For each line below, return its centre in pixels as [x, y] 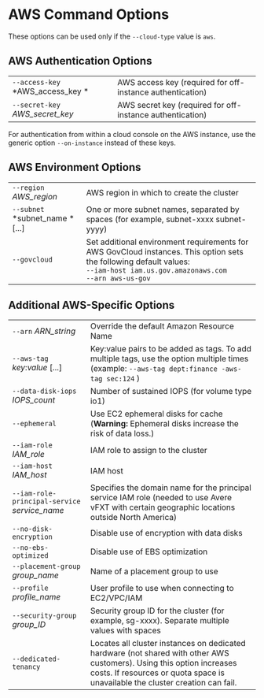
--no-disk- [32, 529]
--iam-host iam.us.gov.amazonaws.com [157, 270]
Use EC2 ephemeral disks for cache [156, 414]
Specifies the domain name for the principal [170, 488]
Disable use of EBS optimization [149, 551]
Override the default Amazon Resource [162, 326]
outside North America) [133, 518]
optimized [30, 556]
